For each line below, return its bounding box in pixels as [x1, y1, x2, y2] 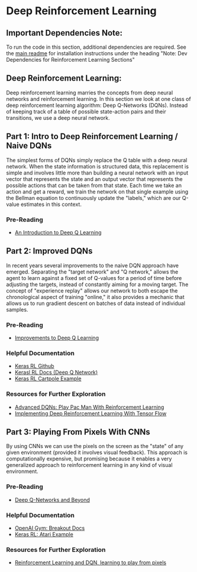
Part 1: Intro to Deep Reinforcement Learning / [6, 132, 179, 142]
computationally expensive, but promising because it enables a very [6, 455, 172, 462]
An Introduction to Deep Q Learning [14, 228, 102, 236]
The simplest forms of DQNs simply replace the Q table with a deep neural [6, 156, 188, 164]
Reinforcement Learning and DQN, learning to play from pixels [14, 559, 167, 566]
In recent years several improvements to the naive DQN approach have [6, 262, 179, 269]
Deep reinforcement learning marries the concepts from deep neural [6, 89, 173, 96]
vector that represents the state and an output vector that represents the [6, 175, 183, 182]
